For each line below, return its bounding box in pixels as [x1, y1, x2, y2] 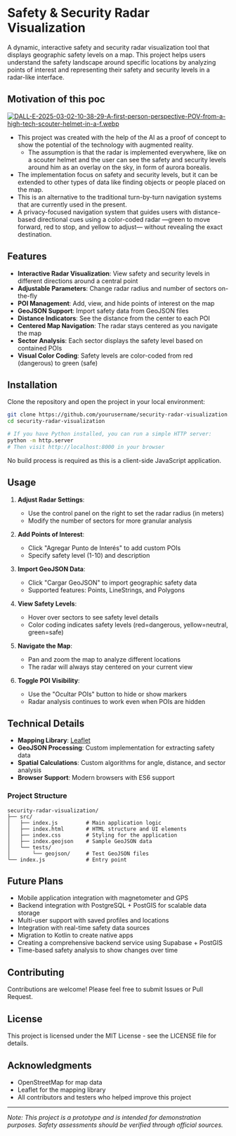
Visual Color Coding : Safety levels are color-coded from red [17, 351, 193, 360]
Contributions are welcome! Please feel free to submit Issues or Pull [7, 985, 204, 993]
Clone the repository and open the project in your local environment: [7, 398, 206, 406]
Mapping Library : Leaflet [17, 736, 91, 745]
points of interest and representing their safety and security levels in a [7, 65, 211, 74]
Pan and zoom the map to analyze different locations [27, 655, 181, 663]
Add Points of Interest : [17, 530, 85, 538]
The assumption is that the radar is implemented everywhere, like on [27, 148, 227, 156]
